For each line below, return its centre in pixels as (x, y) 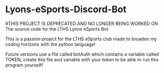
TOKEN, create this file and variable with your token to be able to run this (82, 59)
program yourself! (24, 65)
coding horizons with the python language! (50, 44)
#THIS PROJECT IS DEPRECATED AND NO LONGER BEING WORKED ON (82, 23)
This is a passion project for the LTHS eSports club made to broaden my (81, 39)
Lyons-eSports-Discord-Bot (66, 9)
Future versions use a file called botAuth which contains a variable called (82, 54)
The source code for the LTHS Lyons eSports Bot (57, 29)
